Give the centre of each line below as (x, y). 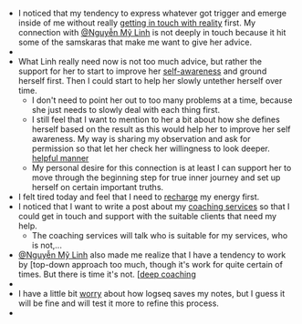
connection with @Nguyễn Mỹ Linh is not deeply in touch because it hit (152, 32)
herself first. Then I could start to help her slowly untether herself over (150, 81)
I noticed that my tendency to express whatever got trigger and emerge (152, 13)
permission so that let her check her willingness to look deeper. (151, 148)
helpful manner (60, 158)
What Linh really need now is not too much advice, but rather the (140, 61)
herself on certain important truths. (98, 187)
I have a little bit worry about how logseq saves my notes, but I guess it (151, 294)
